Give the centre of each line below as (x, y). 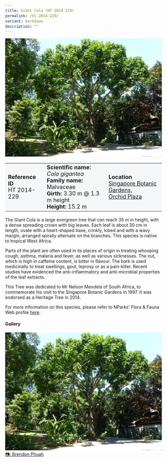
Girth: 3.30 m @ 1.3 (73, 193)
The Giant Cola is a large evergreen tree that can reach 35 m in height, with (82, 220)
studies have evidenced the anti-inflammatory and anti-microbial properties (83, 272)
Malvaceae (61, 187)
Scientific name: (69, 167)
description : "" (22, 26)
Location (121, 177)
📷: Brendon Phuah (24, 454)
